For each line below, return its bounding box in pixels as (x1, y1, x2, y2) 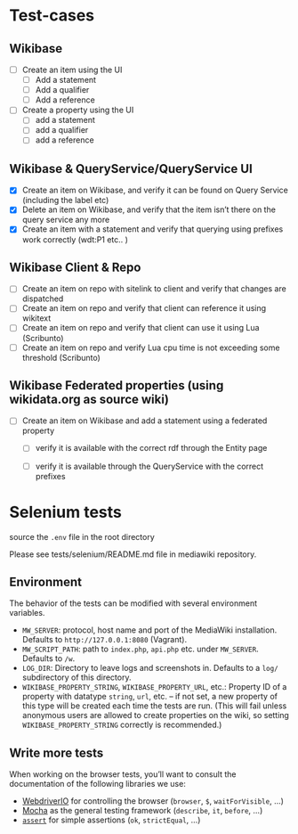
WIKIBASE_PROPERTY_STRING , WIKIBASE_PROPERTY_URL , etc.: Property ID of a (21, 682, 287, 692)
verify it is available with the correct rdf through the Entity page (35, 443, 268, 454)
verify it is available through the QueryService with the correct (35, 461, 264, 471)
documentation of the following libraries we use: (9, 779, 187, 789)
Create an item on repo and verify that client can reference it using (21, 303, 267, 314)
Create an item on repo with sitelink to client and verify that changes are (21, 283, 286, 294)
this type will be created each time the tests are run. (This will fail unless (21, 700, 287, 711)
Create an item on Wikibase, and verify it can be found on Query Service (21, 184, 289, 196)
